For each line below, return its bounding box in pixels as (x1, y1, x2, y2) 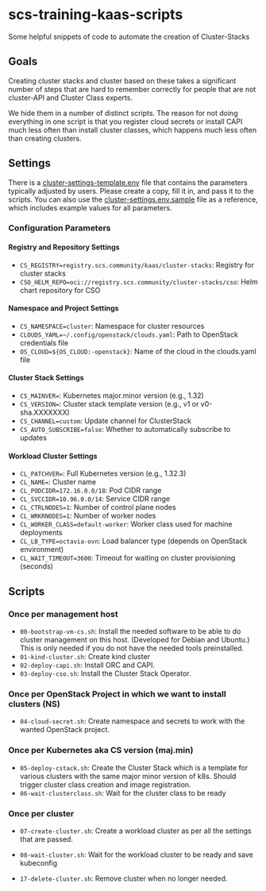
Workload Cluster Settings (8, 451, 98, 461)
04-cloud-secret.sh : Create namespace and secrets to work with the (19, 716, 245, 726)
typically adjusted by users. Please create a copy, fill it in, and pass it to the (8, 186, 254, 195)
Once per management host (8, 608, 118, 619)
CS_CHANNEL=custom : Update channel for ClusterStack (19, 416, 192, 426)
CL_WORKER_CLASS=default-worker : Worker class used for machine (19, 519, 233, 529)
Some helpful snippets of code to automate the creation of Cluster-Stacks (8, 32, 250, 41)
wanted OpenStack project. (19, 725, 110, 735)
